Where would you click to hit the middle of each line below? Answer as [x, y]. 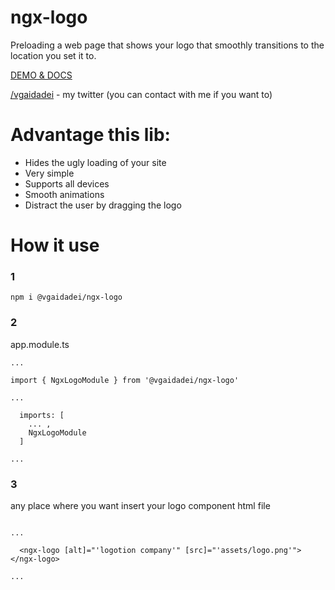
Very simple [49, 173]
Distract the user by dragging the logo [103, 205]
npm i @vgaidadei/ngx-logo [66, 297]
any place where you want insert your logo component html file [140, 505]
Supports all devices [67, 183]
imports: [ [42, 415]
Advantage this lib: [90, 135]
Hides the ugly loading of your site [95, 162]
